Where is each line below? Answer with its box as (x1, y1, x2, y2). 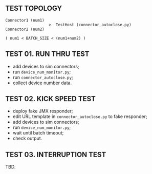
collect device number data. (12, 80, 72, 86)
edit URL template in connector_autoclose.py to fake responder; (12, 113, 147, 120)
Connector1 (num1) (5, 17, 45, 23)
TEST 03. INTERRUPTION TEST (5, 150, 106, 159)
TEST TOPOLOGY (5, 4, 62, 13)
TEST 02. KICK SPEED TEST (5, 94, 96, 103)
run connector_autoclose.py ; (12, 74, 73, 80)
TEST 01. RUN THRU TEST (5, 50, 90, 59)
